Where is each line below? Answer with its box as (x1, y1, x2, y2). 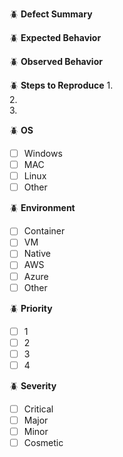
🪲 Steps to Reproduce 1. (9, 79, 114, 91)
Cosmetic (23, 437, 64, 449)
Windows (23, 148, 63, 159)
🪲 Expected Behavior (9, 32, 102, 43)
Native (23, 248, 51, 260)
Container (23, 225, 66, 237)
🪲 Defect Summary (9, 8, 93, 20)
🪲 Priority (9, 302, 53, 314)
